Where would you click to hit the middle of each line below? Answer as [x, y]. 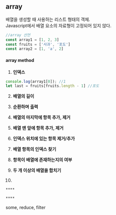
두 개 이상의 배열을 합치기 [37, 171]
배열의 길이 [23, 96]
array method [20, 60]
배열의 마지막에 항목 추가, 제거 [42, 117]
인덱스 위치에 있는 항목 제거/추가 [44, 139]
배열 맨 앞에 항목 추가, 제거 [38, 128]
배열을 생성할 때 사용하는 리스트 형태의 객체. [48, 19]
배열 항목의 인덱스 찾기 [34, 149]
